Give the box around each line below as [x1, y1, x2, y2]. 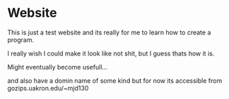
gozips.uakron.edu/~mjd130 [7, 84, 89, 92]
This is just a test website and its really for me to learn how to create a [7, 28, 211, 37]
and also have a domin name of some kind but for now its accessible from [7, 76, 223, 85]
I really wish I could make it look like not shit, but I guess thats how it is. [7, 49, 215, 58]
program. [7, 35, 35, 44]
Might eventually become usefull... [7, 62, 108, 71]
